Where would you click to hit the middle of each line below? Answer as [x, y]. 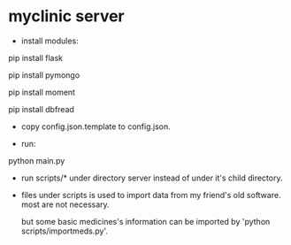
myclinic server [66, 16]
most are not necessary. [65, 204]
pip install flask [36, 57]
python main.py [37, 160]
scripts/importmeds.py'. [64, 231]
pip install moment [42, 92]
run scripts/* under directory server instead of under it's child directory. [152, 178]
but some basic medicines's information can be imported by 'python [145, 221]
